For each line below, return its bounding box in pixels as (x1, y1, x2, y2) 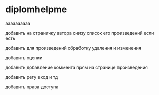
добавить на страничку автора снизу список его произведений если (5, 30, 154, 36)
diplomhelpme (5, 4, 67, 15)
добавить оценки (5, 54, 43, 61)
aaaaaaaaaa (5, 20, 30, 26)
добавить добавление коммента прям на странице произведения (5, 64, 148, 70)
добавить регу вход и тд (5, 74, 58, 80)
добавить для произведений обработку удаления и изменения (5, 45, 141, 51)
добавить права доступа (5, 84, 59, 90)
